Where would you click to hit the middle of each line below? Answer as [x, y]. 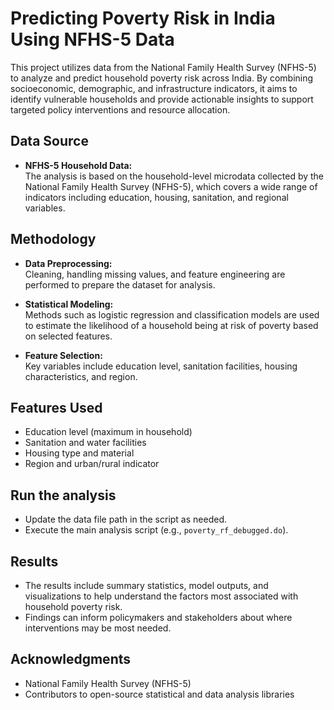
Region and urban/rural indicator [92, 464]
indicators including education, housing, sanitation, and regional [156, 197]
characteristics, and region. [81, 376]
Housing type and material [79, 453]
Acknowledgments [71, 659]
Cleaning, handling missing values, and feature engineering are [155, 274]
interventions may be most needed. [98, 628]
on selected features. [68, 336]
